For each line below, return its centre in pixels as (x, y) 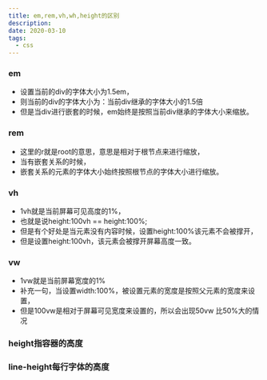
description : (30, 23)
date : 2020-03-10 (37, 30)
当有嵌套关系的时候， (55, 162)
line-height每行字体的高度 (59, 367)
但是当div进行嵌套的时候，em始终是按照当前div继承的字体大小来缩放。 (136, 112)
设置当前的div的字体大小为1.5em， (76, 92)
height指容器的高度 (46, 343)
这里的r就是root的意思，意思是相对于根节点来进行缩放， (112, 151)
